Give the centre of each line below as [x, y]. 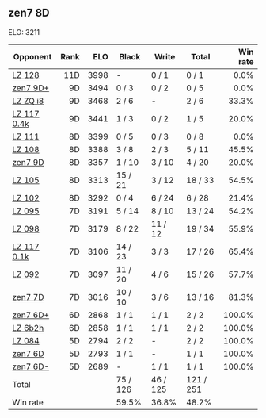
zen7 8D [29, 13]
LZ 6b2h [28, 328]
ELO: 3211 [24, 32]
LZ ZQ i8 [28, 101]
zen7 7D [28, 297]
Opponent [32, 56]
